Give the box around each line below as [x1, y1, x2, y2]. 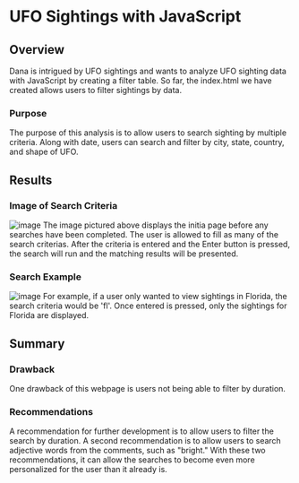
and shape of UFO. [9, 146, 79, 158]
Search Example [9, 271, 82, 283]
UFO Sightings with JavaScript [9, 6, 242, 27]
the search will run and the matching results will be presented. [9, 248, 239, 259]
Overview [9, 42, 65, 57]
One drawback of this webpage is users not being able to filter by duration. [9, 383, 286, 393]
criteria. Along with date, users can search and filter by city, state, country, [9, 137, 285, 148]
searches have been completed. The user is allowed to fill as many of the [9, 229, 279, 239]
